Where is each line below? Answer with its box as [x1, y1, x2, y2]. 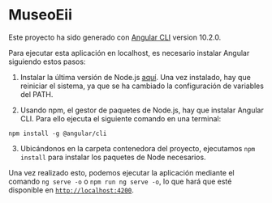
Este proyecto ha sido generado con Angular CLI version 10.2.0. [8, 32, 222, 42]
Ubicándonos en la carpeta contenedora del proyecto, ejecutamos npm [19, 143, 256, 153]
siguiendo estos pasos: [8, 57, 86, 66]
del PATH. [19, 89, 54, 99]
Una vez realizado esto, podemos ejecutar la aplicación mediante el [8, 167, 235, 177]
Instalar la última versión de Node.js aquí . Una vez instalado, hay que [19, 72, 252, 82]
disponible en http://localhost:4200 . [8, 184, 134, 195]
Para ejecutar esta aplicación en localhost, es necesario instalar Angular [8, 48, 250, 57]
